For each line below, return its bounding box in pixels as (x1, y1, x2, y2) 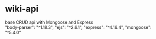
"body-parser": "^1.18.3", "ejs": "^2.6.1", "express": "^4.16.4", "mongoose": (5, 24, 152, 30)
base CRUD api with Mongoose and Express (5, 19, 94, 25)
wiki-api (5, 3, 39, 14)
